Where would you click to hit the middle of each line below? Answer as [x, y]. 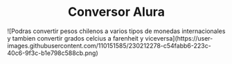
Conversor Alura [116, 12]
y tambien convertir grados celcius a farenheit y [75, 38]
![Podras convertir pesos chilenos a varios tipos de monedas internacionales [116, 31]
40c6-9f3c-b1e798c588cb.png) [53, 53]
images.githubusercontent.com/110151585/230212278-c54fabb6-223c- [109, 45]
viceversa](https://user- [179, 38]
